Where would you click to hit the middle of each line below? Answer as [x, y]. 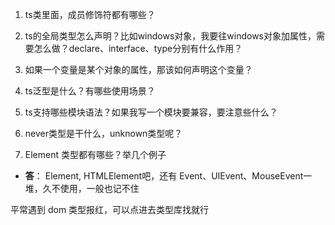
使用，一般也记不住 [99, 188]
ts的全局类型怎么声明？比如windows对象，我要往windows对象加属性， [170, 36]
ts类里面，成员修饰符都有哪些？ [90, 14]
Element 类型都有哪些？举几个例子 [95, 154]
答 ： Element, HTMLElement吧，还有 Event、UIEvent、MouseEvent [164, 176]
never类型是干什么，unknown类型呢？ [103, 133]
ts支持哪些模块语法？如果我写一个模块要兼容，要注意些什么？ [151, 112]
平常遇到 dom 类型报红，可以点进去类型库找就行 [110, 209]
